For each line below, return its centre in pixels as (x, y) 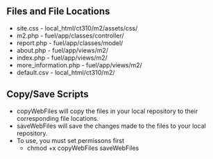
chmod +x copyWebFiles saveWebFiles (83, 148)
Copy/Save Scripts (48, 94)
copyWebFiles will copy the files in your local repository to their (107, 111)
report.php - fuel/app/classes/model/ (70, 43)
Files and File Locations (58, 11)
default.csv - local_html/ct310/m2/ (66, 72)
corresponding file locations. (58, 118)
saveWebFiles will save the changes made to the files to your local (111, 126)
